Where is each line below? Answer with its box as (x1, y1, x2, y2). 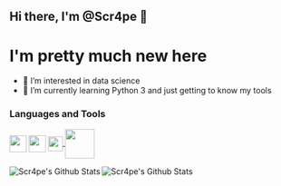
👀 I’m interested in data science (22, 75, 140, 86)
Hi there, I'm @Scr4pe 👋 (9, 9, 148, 24)
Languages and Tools (9, 108, 106, 121)
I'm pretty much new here (9, 45, 208, 66)
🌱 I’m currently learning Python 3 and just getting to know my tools (22, 85, 272, 96)
